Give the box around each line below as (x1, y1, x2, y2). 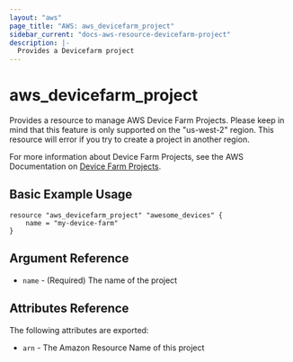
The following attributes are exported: (9, 324, 149, 335)
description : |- (9, 38, 70, 48)
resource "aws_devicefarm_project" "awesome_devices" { (9, 210, 223, 220)
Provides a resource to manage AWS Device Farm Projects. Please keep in (9, 115, 285, 126)
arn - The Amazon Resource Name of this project (22, 342, 205, 353)
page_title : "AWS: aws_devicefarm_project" (9, 22, 175, 31)
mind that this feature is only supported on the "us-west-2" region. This (9, 125, 274, 136)
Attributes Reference (9, 301, 129, 316)
